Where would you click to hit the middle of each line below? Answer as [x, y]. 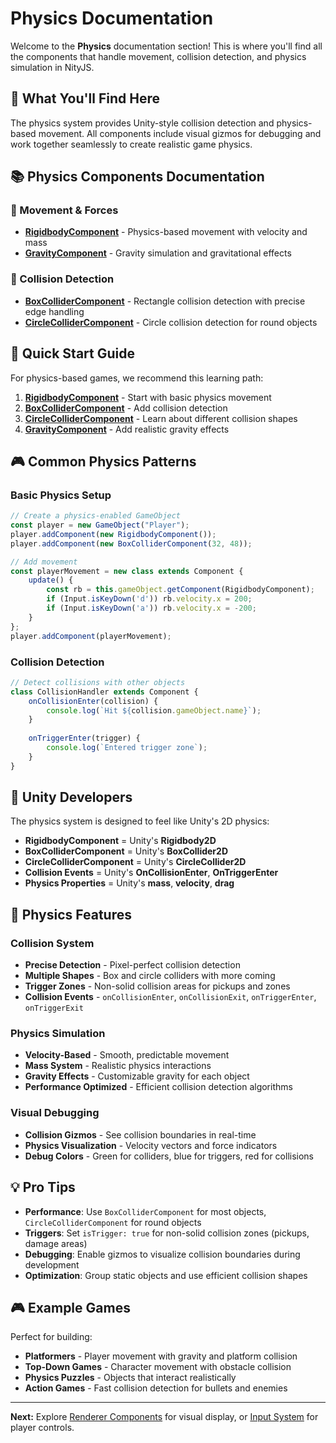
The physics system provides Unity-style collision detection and [142, 123]
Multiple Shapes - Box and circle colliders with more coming [150, 976]
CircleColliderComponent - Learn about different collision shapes [161, 418]
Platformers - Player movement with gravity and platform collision [161, 1356]
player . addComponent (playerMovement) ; [91, 636]
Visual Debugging [55, 1113]
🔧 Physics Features [71, 914]
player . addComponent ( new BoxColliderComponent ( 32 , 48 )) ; [131, 543]
